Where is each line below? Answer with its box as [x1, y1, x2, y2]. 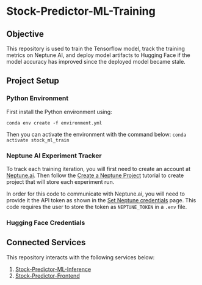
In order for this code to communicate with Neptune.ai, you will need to [6, 190, 185, 197]
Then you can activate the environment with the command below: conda [6, 131, 187, 138]
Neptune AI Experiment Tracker [6, 151, 102, 160]
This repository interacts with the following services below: [6, 253, 155, 261]
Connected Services [6, 237, 86, 248]
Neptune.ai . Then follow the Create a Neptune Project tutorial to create [6, 172, 184, 179]
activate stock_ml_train [6, 137, 70, 143]
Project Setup [6, 75, 60, 86]
